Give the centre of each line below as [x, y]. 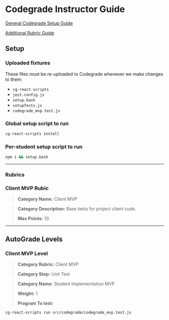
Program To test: [35, 303]
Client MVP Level [27, 253]
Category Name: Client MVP [47, 199]
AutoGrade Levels [34, 239]
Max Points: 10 [33, 219]
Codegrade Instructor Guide [65, 9]
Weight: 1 [27, 293]
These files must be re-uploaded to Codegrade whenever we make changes [84, 74]
